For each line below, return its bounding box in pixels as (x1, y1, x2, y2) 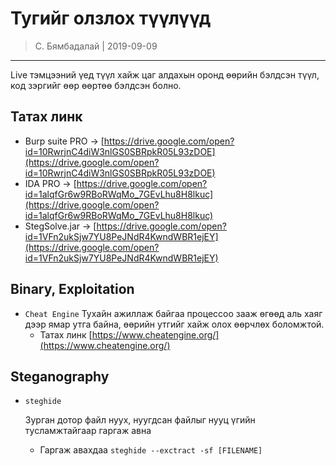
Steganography (10, 368, 110, 385)
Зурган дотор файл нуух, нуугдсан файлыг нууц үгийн (24, 414, 256, 426)
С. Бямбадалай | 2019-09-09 (34, 40, 158, 52)
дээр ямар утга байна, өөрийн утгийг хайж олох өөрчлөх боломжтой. (24, 318, 325, 330)
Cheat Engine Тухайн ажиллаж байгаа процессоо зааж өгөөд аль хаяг (24, 307, 323, 319)
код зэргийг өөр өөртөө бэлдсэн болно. (10, 79, 182, 91)
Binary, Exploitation (10, 281, 135, 298)
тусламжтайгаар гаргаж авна (24, 425, 152, 437)
